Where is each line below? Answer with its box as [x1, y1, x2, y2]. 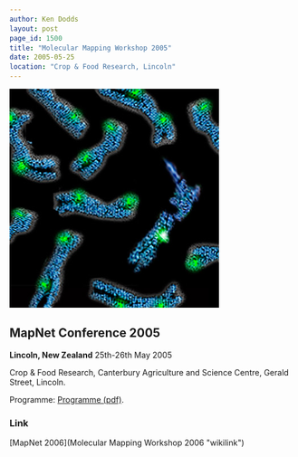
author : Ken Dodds [9, 14, 79, 24]
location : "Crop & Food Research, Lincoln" [9, 62, 177, 71]
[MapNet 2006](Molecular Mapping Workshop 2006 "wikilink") [9, 437, 245, 448]
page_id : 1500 [9, 33, 63, 43]
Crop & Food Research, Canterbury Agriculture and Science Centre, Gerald [9, 367, 290, 377]
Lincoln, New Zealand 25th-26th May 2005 [9, 349, 172, 360]
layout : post [9, 24, 59, 33]
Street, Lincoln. [9, 376, 66, 387]
